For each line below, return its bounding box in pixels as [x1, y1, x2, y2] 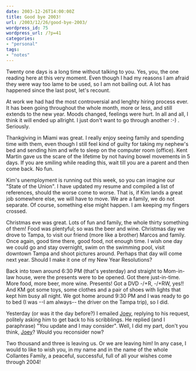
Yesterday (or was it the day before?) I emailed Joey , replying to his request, [6, 310, 190, 317]
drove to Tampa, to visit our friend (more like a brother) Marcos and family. [6, 231, 186, 238]
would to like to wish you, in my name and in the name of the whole [6, 346, 169, 353]
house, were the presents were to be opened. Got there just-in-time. [15, 273, 180, 280]
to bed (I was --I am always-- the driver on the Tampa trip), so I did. [6, 299, 169, 306]
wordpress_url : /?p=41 [6, 30, 61, 36]
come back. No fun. [6, 165, 54, 172]
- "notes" [6, 52, 30, 58]
